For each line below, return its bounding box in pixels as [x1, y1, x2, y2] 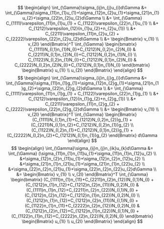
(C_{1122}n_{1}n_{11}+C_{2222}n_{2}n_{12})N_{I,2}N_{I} [24, 203, 136, 208]
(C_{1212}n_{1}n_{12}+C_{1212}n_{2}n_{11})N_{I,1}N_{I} [26, 198, 135, 203]
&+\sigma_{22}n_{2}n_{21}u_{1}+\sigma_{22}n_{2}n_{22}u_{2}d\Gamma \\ [8, 166, 157, 172]
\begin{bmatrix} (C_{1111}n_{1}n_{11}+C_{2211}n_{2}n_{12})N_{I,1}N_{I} [10, 177, 150, 182]
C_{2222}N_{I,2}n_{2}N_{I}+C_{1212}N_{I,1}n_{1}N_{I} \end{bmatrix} [14, 62, 150, 68]
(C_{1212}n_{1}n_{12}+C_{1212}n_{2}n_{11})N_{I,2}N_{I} [25, 182, 135, 188]
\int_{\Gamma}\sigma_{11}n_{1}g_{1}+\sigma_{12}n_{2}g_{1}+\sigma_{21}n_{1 [5, 80, 159, 86]
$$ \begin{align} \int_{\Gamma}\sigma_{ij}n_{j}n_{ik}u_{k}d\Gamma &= [11, 145, 153, 151]
